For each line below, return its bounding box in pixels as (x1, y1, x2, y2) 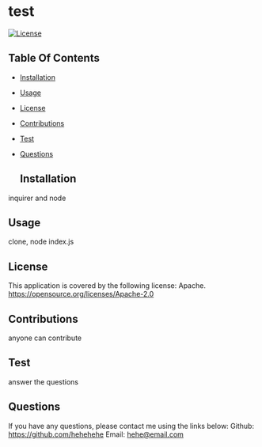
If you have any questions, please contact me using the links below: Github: (8, 421, 255, 430)
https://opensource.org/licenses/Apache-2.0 (8, 290, 154, 299)
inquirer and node (8, 193, 66, 203)
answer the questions (8, 377, 79, 386)
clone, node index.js (8, 237, 74, 247)
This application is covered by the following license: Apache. (8, 281, 206, 290)
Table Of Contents (8, 51, 101, 65)
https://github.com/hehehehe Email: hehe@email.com (8, 430, 184, 439)
